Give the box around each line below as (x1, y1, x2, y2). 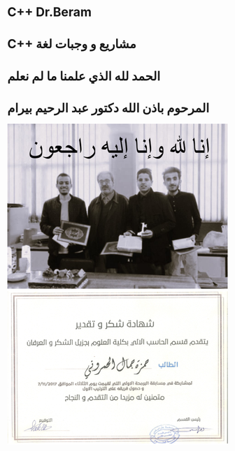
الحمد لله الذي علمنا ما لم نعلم (7, 68, 161, 84)
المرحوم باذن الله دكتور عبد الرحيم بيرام (7, 100, 210, 116)
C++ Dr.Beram (7, 4, 92, 20)
